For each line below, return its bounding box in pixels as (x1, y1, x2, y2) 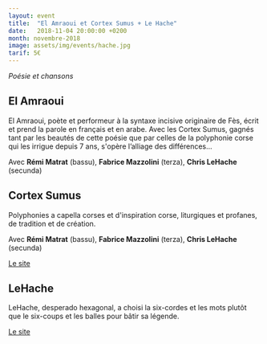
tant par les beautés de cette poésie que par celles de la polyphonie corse (8, 133, 254, 142)
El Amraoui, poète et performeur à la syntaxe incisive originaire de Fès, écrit (8, 116, 259, 125)
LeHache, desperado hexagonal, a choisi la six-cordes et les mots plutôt (8, 303, 247, 313)
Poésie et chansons (8, 72, 74, 80)
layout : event (8, 11, 56, 20)
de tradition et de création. (8, 219, 96, 228)
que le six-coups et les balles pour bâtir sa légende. (8, 311, 180, 321)
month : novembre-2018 (8, 34, 81, 43)
